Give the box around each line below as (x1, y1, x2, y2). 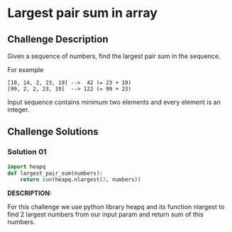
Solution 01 (7, 147, 47, 157)
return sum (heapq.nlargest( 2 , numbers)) (20, 176, 141, 183)
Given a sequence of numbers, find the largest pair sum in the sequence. (7, 52, 221, 60)
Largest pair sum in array (7, 5, 158, 21)
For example (7, 66, 44, 74)
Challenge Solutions (7, 126, 99, 138)
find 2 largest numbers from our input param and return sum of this (7, 210, 204, 219)
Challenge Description (7, 33, 109, 45)
